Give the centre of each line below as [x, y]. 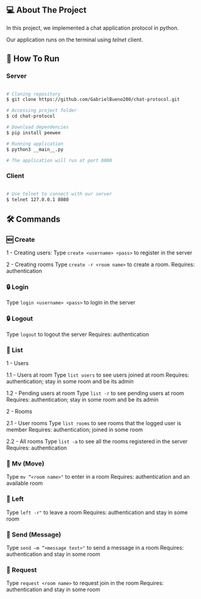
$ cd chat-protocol [31, 116]
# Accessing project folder [42, 111]
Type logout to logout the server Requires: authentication [78, 334]
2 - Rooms [19, 411]
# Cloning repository [34, 94]
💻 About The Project [46, 10]
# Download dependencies [38, 127]
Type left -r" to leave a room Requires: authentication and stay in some [97, 512]
